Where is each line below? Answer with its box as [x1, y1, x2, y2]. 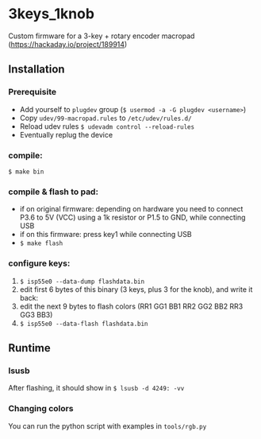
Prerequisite [8, 87, 57, 98]
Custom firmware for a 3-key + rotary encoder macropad [8, 31, 195, 41]
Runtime [8, 341, 51, 355]
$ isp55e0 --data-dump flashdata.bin [19, 278, 145, 286]
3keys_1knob [8, 5, 95, 23]
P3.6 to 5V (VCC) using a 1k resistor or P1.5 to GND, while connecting [19, 212, 246, 223]
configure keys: [8, 258, 71, 269]
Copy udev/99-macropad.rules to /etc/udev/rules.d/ [19, 113, 192, 122]
